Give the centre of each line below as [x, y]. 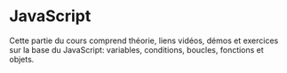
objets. [22, 59]
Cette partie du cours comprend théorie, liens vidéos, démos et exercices [144, 40]
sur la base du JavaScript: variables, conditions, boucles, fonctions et [136, 49]
